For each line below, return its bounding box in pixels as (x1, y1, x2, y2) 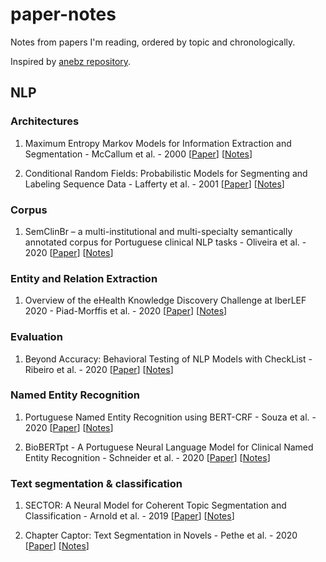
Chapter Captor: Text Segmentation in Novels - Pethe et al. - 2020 (24, 529, 298, 542)
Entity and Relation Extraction (10, 271, 158, 285)
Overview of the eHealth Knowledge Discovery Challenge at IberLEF (24, 294, 307, 307)
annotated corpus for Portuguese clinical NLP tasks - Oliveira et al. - (24, 236, 307, 248)
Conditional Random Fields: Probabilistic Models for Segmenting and (24, 167, 308, 179)
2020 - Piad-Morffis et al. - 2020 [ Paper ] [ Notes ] (24, 305, 228, 317)
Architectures (10, 114, 80, 128)
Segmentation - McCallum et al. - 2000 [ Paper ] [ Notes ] (24, 148, 253, 160)
